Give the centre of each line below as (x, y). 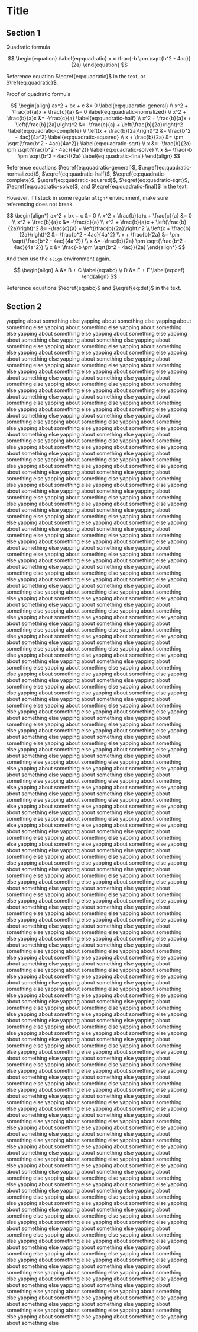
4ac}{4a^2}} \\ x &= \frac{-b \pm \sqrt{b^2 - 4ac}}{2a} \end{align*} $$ (99, 247)
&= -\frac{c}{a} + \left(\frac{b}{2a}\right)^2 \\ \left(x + (105, 228)
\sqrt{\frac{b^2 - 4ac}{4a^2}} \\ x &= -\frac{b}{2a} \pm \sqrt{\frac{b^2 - (99, 241)
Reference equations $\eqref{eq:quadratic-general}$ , (72, 168)
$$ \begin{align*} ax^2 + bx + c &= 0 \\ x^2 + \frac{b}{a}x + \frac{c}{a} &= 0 (99, 216)
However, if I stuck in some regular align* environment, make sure (87, 198)
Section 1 (23, 33)
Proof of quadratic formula (38, 94)
